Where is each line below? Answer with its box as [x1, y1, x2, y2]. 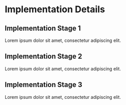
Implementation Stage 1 [5, 24, 81, 33]
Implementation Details [5, 4, 105, 15]
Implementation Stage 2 [5, 52, 82, 61]
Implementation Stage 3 [5, 81, 82, 89]
